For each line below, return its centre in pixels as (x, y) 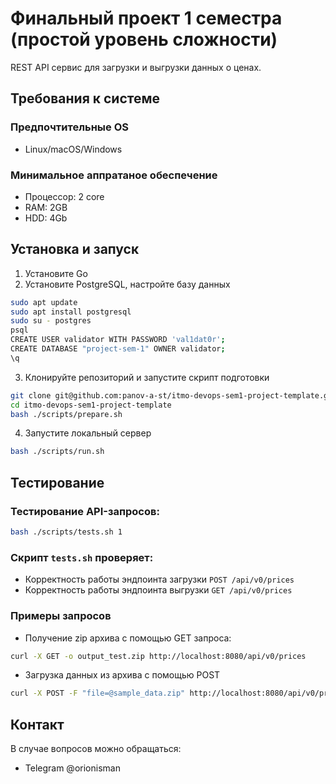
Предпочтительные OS (69, 127)
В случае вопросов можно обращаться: (96, 749)
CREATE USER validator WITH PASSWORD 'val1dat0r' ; (118, 340)
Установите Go (56, 273)
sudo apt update (44, 302)
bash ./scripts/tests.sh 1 (66, 532)
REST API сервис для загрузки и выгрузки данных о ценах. (136, 67)
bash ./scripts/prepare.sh (66, 414)
